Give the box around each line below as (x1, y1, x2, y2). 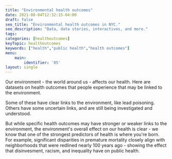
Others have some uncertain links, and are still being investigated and (5, 105, 152, 111)
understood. (5, 111, 31, 117)
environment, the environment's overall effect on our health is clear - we (5, 126, 158, 132)
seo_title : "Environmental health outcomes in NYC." (5, 22, 121, 27)
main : (14, 55, 27, 61)
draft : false (5, 17, 33, 22)
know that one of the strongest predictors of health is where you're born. (5, 131, 160, 137)
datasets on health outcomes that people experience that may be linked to (5, 84, 163, 90)
